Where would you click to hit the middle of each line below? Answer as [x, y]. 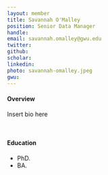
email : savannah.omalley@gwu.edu [54, 39]
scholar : [19, 58]
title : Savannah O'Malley [43, 20]
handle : [18, 32]
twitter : [19, 45]
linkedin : [21, 64]
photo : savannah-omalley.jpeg [50, 70]
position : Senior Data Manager [51, 26]
